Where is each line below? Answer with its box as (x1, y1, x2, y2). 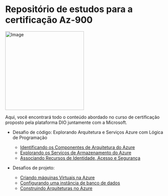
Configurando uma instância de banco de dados (20, 180, 120, 186)
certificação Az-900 (5, 14, 93, 26)
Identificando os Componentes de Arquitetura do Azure (20, 144, 135, 150)
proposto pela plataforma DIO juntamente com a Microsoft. (5, 119, 127, 125)
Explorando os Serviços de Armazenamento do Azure (20, 150, 132, 156)
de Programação (12, 135, 48, 141)
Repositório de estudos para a (5, 4, 133, 15)
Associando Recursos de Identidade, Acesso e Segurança (20, 155, 141, 161)
